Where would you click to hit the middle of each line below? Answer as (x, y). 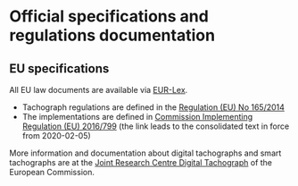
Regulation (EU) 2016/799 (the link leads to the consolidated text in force (156, 126)
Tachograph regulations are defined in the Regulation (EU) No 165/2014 (153, 107)
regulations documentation (112, 35)
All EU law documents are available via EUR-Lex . (99, 90)
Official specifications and (109, 17)
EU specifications (59, 68)
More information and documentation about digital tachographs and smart (145, 153)
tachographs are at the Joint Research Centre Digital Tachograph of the (141, 162)
